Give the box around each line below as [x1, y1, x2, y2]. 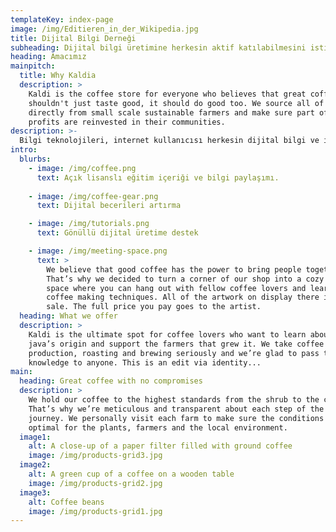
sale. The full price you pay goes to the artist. [46, 302, 262, 312]
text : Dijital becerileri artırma [36, 201, 182, 211]
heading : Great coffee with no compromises [19, 376, 203, 386]
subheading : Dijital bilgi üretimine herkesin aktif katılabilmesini [10, 42, 307, 53]
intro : [10, 145, 38, 155]
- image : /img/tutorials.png [28, 219, 150, 229]
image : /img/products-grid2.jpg [28, 478, 163, 488]
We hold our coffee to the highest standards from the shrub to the [28, 395, 320, 405]
